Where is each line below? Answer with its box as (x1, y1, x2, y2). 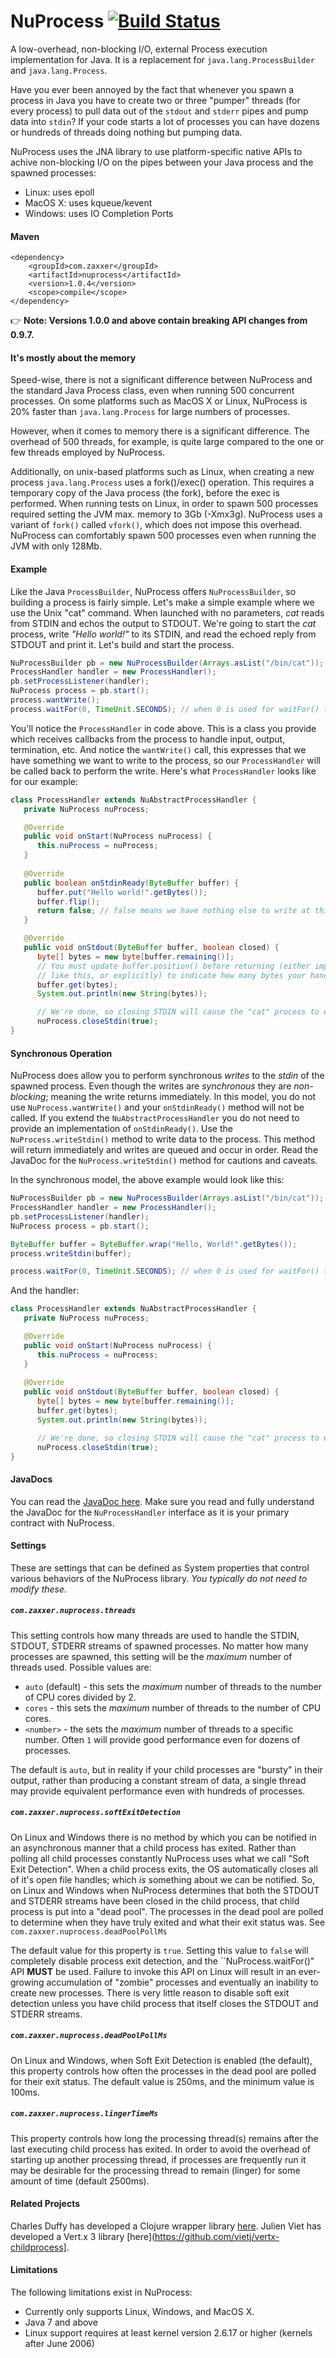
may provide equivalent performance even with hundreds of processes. (10, 1785, 306, 1797)
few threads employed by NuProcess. (10, 446, 166, 459)
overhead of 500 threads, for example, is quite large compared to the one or (10, 436, 325, 448)
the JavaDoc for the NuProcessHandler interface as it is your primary (10, 1506, 290, 1518)
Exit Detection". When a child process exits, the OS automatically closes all (10, 1863, 318, 1875)
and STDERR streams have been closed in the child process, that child (10, 1895, 300, 1907)
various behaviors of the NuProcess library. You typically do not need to (10, 1572, 308, 1584)
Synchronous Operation (10, 1047, 113, 1059)
